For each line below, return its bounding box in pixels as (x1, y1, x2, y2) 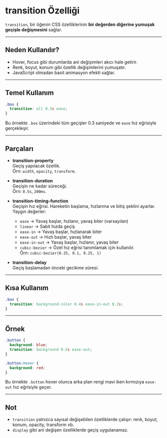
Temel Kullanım (5, 88, 54, 97)
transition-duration (12, 178, 53, 183)
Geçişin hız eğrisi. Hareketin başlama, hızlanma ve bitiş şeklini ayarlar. (12, 203, 156, 209)
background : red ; (9, 365, 46, 370)
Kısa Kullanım (5, 284, 49, 292)
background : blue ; (9, 343, 48, 348)
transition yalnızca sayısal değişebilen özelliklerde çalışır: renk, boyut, (12, 417, 158, 423)
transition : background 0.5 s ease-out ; (9, 347, 92, 352)
